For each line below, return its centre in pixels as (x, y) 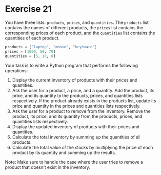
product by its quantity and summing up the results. (64, 153)
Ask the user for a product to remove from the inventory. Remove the (81, 111)
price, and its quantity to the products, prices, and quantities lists (77, 96)
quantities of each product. (32, 38)
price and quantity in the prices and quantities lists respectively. (76, 106)
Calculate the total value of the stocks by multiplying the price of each (82, 147)
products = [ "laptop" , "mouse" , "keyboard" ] (51, 47)
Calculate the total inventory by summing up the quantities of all (76, 137)
